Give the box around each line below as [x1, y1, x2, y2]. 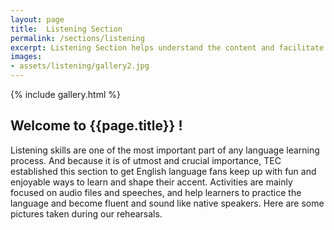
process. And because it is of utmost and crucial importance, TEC [10, 154, 282, 166]
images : [10, 52, 43, 62]
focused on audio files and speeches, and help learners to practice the [10, 186, 302, 198]
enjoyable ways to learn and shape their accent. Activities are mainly [10, 176, 293, 188]
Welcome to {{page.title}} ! [10, 117, 183, 135]
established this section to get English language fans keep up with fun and [10, 165, 317, 177]
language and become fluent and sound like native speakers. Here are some [10, 197, 325, 209]
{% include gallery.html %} [10, 89, 121, 100]
